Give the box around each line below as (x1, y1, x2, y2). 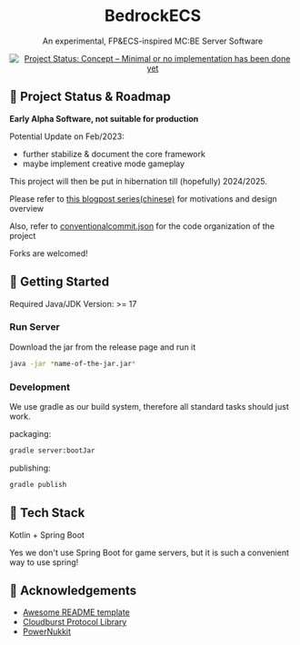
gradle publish (9, 480, 67, 489)
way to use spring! (9, 556, 79, 568)
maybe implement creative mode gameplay (22, 158, 185, 169)
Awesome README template (22, 607, 130, 618)
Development (9, 381, 71, 393)
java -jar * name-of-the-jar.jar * (9, 359, 136, 368)
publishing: (9, 462, 52, 473)
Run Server (9, 321, 61, 333)
